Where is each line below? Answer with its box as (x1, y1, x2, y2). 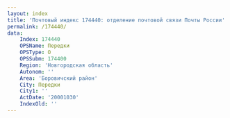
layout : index (7, 10, 49, 17)
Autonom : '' (19, 68, 54, 75)
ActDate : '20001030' (19, 94, 79, 101)
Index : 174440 (19, 36, 60, 43)
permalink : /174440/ (7, 23, 67, 30)
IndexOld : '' (19, 101, 58, 108)
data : (7, 29, 23, 37)
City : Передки (19, 81, 60, 88)
